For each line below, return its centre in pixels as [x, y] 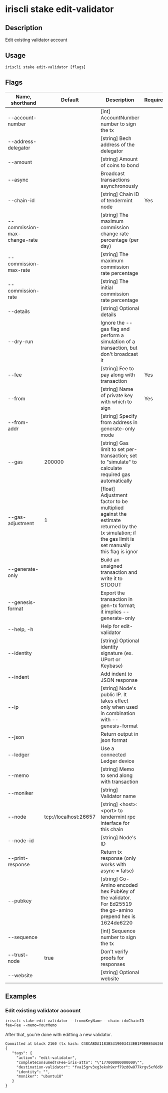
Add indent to [116, 674]
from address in [119, 422]
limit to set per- [119, 449]
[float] [108, 489]
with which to [116, 401]
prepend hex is [118, 916]
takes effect [114, 701]
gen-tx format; [118, 605]
